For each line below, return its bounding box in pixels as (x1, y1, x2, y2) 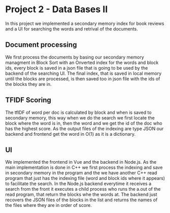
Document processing (5, 41, 77, 49)
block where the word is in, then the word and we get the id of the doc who (5, 120, 162, 126)
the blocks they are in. (5, 81, 52, 87)
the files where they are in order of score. (5, 202, 92, 208)
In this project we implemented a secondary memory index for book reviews (5, 20, 164, 26)
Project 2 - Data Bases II (5, 4, 108, 15)
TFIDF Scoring (5, 96, 52, 105)
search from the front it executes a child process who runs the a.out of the (5, 186, 161, 192)
